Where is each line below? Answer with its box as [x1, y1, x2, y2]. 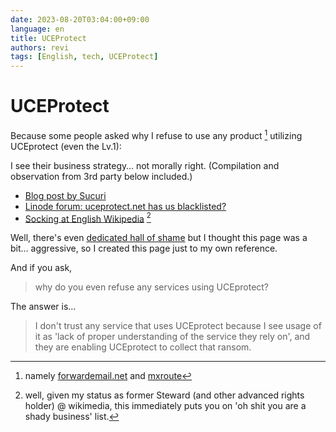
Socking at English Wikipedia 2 [24, 211, 152, 225]
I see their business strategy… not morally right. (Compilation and [10, 159, 280, 171]
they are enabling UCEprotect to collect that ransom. [34, 341, 252, 353]
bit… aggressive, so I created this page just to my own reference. [10, 242, 278, 255]
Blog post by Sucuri [24, 189, 107, 201]
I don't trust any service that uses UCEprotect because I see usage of [34, 320, 322, 332]
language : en [10, 24, 65, 34]
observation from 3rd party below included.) [10, 170, 193, 182]
